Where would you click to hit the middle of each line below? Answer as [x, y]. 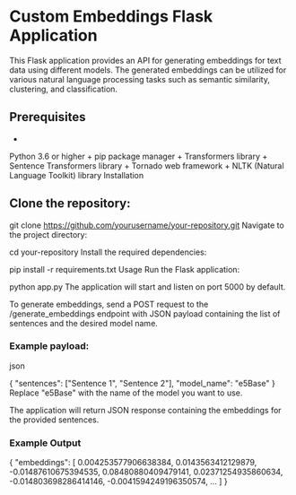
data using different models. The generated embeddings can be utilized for [148, 70]
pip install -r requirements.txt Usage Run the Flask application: [125, 269]
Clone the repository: [70, 204]
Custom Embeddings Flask [111, 17]
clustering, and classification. [64, 89]
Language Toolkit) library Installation [77, 175]
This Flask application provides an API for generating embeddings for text [145, 60]
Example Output [45, 443]
